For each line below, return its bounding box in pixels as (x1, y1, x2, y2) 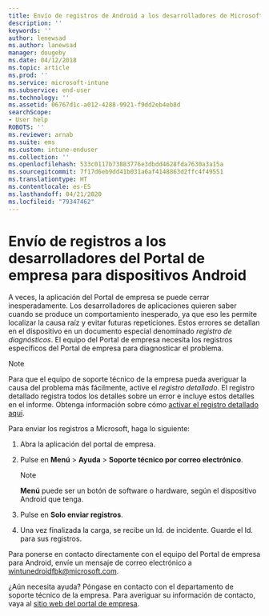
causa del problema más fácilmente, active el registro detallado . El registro (8, 383, 255, 393)
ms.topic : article (8, 64, 70, 72)
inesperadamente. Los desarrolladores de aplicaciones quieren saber (8, 301, 237, 310)
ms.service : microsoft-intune (8, 78, 110, 86)
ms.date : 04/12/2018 (8, 57, 78, 65)
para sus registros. (19, 534, 82, 544)
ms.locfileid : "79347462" (8, 198, 94, 206)
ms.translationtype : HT (8, 175, 88, 184)
